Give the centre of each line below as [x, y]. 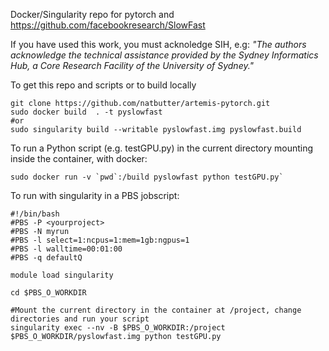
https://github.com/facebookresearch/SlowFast [108, 25]
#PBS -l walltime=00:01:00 [66, 249]
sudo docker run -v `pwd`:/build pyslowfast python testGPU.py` [147, 177]
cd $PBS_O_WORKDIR [48, 293]
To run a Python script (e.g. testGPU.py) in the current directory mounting [162, 148]
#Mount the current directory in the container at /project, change [156, 310]
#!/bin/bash [35, 214]
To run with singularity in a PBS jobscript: [95, 195]
